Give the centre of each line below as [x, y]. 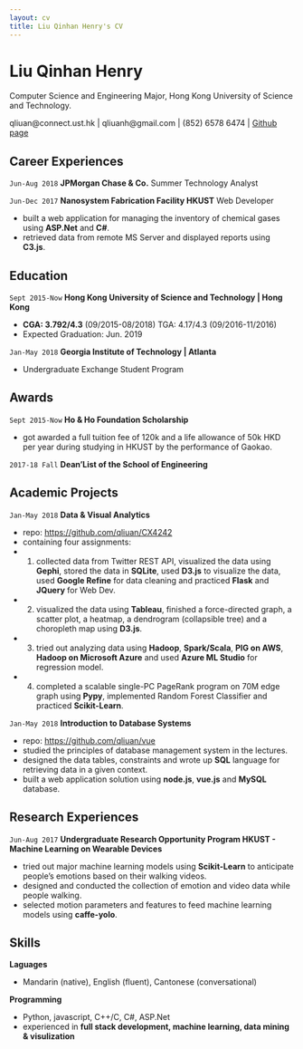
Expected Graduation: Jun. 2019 [82, 334]
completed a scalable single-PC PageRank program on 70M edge [158, 686]
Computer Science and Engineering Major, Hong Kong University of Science [151, 96]
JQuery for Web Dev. [76, 590]
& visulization [48, 1036]
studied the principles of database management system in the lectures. [155, 750]
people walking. [52, 895]
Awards [32, 398]
